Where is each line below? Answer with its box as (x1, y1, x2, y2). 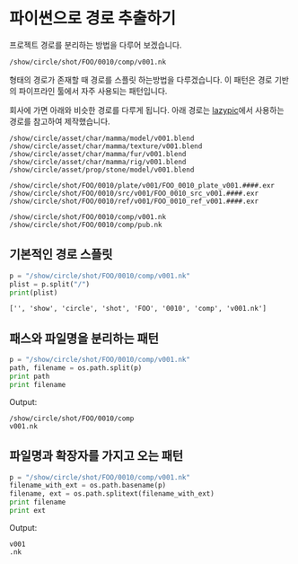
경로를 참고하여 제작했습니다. (9, 116, 110, 127)
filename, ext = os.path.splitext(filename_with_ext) (9, 489, 215, 498)
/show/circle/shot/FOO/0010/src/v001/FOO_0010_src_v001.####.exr (9, 189, 259, 198)
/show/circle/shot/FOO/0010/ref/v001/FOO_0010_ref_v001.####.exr (9, 197, 259, 206)
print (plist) (9, 288, 58, 297)
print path (9, 372, 50, 381)
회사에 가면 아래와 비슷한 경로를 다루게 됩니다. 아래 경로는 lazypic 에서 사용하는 (9, 104, 285, 115)
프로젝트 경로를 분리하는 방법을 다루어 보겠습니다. (9, 40, 182, 50)
